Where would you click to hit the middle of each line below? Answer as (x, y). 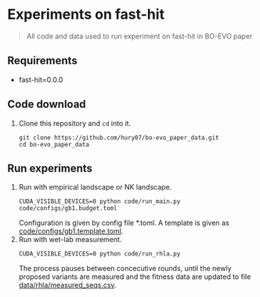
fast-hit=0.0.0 (41, 79)
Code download (47, 105)
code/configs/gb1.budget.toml (68, 208)
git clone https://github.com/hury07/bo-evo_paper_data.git (119, 138)
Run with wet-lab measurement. (70, 240)
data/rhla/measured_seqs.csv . (67, 285)
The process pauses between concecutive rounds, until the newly (125, 269)
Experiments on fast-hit (86, 14)
